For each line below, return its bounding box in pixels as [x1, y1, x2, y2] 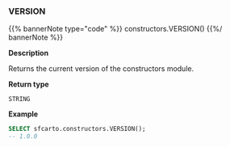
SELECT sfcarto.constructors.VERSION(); [8, 125, 147, 133]
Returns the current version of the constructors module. [8, 64, 194, 73]
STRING [8, 95, 31, 103]
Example [8, 109, 39, 119]
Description [8, 48, 49, 58]
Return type [8, 79, 50, 90]
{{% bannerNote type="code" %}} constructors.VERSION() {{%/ [8, 24, 223, 34]
